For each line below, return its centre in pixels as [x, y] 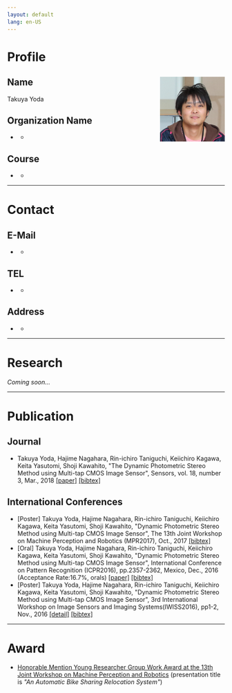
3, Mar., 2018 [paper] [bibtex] [59, 480]
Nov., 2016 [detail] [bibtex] [55, 614]
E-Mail [21, 235]
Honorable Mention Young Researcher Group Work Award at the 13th [115, 667]
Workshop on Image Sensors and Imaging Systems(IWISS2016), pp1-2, [118, 607]
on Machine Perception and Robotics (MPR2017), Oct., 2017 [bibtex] [114, 540]
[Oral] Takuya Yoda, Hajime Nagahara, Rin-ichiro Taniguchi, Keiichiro [115, 548]
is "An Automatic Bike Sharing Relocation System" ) [90, 682]
